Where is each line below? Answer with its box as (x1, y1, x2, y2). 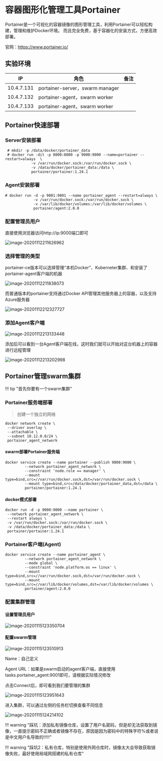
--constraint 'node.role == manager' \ (24, 468, 106, 473)
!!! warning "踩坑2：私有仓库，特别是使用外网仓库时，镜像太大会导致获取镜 (5, 744, 156, 750)
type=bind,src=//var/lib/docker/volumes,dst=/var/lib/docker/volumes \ (5, 582, 153, 587)
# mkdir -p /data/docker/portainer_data (7, 148, 91, 153)
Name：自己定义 (5, 655, 38, 661)
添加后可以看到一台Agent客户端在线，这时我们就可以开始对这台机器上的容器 (5, 341, 158, 347)
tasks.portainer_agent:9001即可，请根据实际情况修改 (5, 672, 111, 678)
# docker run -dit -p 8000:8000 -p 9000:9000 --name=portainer (7, 152, 138, 157)
